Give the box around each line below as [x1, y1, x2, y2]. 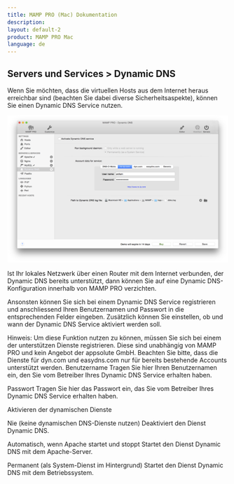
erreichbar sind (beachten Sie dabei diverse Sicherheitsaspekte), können [7, 93, 219, 102]
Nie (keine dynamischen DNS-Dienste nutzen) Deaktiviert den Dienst [7, 419, 207, 427]
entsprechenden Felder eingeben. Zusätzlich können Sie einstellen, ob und [7, 312, 223, 321]
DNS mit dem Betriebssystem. [7, 469, 95, 477]
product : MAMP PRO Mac [7, 34, 74, 41]
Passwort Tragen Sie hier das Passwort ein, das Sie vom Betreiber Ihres [7, 385, 214, 393]
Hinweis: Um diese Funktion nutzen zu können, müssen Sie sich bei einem [7, 333, 222, 343]
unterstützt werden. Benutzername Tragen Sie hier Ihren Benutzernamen [7, 364, 217, 372]
